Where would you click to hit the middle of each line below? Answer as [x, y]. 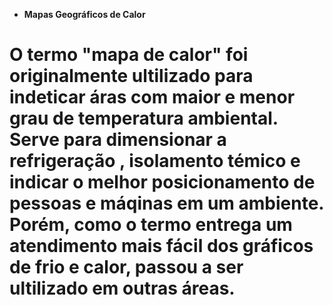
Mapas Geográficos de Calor [84, 14]
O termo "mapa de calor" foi [129, 55]
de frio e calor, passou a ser [126, 267]
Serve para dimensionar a [118, 140]
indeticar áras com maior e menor [152, 97]
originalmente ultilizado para [131, 76]
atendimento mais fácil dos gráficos [161, 246]
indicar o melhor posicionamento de [162, 182]
